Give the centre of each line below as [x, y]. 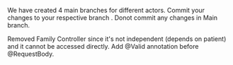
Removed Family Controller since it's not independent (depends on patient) [117, 39]
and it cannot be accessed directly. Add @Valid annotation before [103, 46]
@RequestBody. [31, 54]
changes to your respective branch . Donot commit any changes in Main [113, 18]
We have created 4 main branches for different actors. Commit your [106, 10]
